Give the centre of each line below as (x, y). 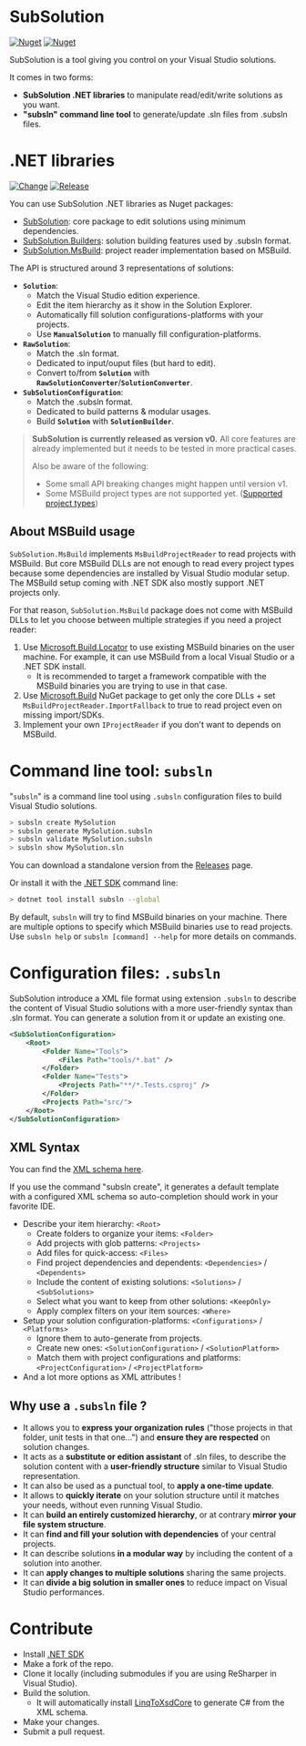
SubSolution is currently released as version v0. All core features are (163, 438)
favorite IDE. (33, 1206)
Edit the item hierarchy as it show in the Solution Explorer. (144, 305)
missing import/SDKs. (63, 715)
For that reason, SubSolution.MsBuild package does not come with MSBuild (151, 610)
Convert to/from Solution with (93, 373)
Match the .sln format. (78, 353)
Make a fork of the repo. (68, 1664)
